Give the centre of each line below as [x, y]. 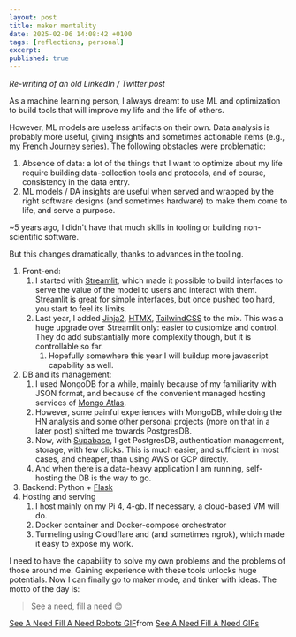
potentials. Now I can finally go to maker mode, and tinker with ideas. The [143, 579]
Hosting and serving [59, 497]
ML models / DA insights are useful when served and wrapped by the [148, 192]
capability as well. [81, 365]
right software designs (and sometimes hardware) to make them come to [155, 201]
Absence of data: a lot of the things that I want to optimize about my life [152, 163]
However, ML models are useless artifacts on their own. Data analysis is [140, 127]
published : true [39, 58]
